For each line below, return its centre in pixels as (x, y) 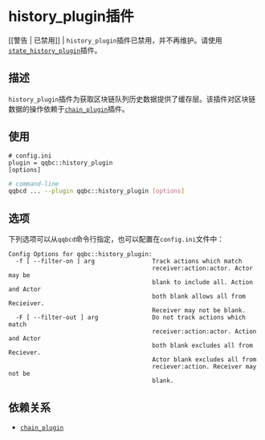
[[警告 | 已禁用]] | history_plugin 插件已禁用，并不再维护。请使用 (115, 40)
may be (19, 275)
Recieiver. (26, 304)
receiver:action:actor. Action (204, 332)
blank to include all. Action (202, 283)
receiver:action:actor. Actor (202, 269)
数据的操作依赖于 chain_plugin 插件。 (69, 108)
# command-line (34, 184)
